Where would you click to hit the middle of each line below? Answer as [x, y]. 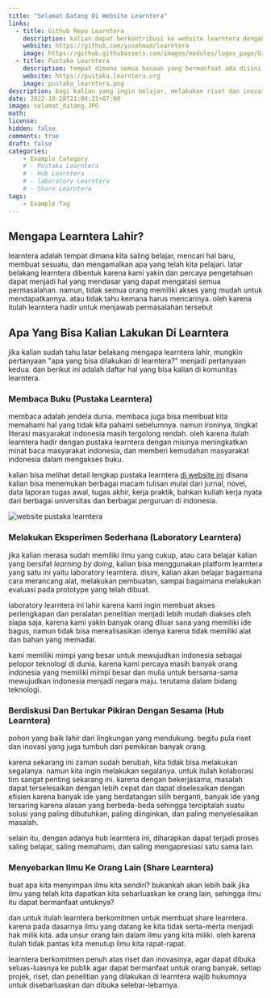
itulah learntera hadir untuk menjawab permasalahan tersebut [110, 307]
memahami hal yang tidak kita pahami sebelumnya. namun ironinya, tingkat [133, 425]
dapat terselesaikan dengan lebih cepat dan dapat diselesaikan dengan [127, 788]
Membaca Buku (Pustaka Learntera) [81, 399]
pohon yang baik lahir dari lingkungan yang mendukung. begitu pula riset [130, 738]
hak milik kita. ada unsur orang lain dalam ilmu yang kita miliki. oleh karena [132, 935]
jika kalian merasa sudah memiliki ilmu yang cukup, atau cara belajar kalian [133, 555]
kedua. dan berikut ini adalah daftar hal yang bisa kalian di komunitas [123, 369]
